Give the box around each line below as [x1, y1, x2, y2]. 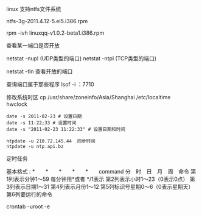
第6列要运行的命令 [6, 191, 53, 198]
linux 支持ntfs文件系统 [6, 5, 61, 12]
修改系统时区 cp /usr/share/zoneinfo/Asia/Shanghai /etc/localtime [6, 94, 171, 100]
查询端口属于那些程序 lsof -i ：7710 [6, 81, 94, 88]
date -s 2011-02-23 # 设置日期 [6, 113, 82, 119]
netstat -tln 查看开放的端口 [6, 68, 73, 75]
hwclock [6, 100, 27, 108]
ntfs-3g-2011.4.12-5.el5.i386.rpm [6, 18, 88, 24]
